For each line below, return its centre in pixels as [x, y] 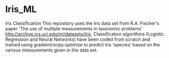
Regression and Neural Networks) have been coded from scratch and [78, 39]
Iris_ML [21, 9]
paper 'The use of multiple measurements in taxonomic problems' [74, 28]
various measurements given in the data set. [51, 50]
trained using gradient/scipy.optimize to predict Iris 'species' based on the [83, 44]
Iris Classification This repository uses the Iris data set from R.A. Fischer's [82, 23]
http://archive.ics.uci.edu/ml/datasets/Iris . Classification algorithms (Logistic [85, 34]
